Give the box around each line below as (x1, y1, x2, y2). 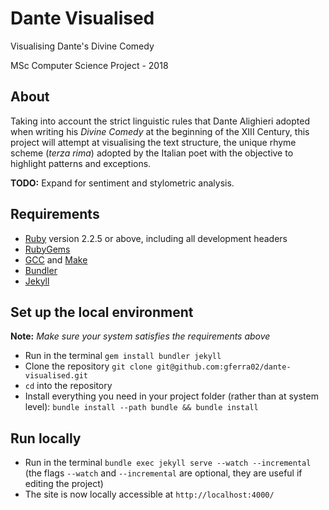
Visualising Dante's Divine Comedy (10, 40, 155, 52)
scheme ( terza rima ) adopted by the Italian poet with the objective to (10, 147, 294, 159)
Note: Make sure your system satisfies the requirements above (10, 330, 271, 342)
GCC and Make (24, 253, 88, 266)
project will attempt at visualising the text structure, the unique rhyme (10, 136, 297, 148)
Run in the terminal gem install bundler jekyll (24, 350, 222, 362)
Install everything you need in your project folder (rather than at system (24, 390, 319, 402)
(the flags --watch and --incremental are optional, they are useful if (24, 467, 303, 479)
